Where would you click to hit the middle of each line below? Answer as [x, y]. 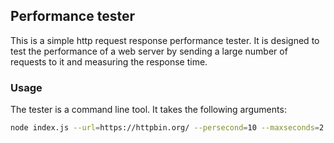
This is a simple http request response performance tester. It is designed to [165, 40]
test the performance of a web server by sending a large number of [149, 51]
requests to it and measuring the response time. [109, 61]
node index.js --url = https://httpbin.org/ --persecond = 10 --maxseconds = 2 [167, 128]
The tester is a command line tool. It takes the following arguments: [148, 110]
